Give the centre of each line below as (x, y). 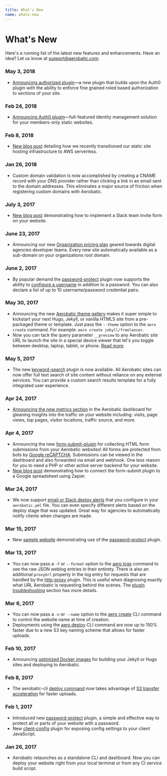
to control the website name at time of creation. (61, 619)
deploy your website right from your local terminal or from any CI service (87, 763)
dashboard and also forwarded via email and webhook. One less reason (86, 460)
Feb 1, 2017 (19, 707)
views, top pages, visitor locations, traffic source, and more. (74, 420)
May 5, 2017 (20, 358)
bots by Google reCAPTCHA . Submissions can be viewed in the (78, 455)
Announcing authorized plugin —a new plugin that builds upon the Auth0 (86, 82)
